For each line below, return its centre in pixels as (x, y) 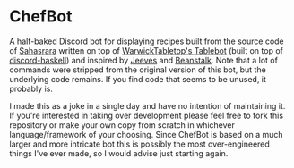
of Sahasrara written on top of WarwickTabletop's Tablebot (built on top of (147, 50)
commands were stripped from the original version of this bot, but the (138, 70)
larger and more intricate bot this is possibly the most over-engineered (140, 144)
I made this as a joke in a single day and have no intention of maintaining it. (147, 105)
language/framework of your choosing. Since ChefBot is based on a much (147, 134)
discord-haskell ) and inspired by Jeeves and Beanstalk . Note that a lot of (143, 60)
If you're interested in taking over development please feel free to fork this (147, 115)
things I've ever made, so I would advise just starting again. (119, 153)
